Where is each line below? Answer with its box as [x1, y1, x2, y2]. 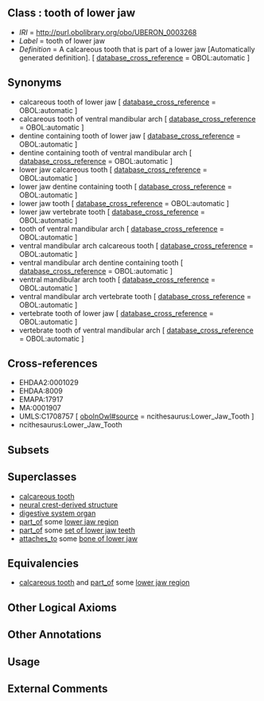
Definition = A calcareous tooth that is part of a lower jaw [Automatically [18, 44, 255, 54]
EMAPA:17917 [18, 395, 64, 404]
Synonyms [7, 76, 62, 90]
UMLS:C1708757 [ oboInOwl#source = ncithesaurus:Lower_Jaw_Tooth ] [18, 411, 254, 421]
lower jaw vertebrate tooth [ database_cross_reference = [18, 207, 206, 216]
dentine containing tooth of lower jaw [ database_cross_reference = [18, 130, 242, 140]
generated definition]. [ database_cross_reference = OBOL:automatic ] [18, 53, 250, 62]
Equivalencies [7, 557, 79, 571]
